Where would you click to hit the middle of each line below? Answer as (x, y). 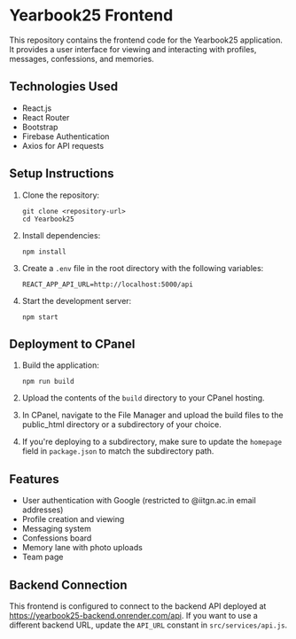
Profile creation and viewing (73, 519)
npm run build (48, 382)
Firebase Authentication (66, 136)
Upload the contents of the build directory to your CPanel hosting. (143, 398)
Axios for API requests (63, 145)
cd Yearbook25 (48, 219)
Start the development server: (77, 300)
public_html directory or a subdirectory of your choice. (121, 425)
